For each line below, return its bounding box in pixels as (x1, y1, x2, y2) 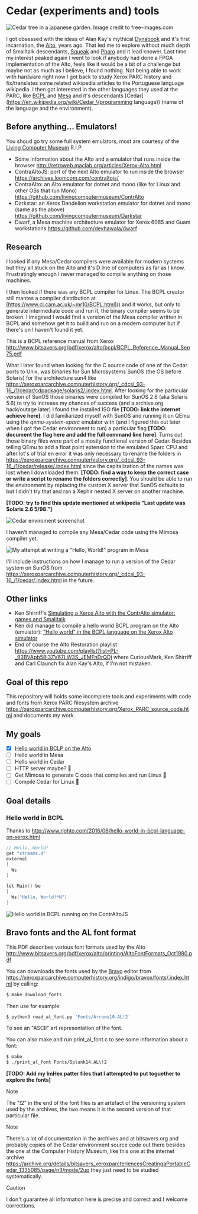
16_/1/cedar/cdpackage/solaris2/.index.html (6, 387, 112, 394)
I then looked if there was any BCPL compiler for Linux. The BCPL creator (6, 288, 185, 295)
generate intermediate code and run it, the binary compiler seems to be (6, 307, 180, 314)
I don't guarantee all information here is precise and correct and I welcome (6, 1196, 188, 1203)
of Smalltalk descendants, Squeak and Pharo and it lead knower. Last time (6, 47, 187, 55)
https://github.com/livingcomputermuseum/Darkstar (14, 212, 142, 219)
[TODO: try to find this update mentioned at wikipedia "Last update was (6, 499, 186, 506)
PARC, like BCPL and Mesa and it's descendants (6, 92, 124, 99)
